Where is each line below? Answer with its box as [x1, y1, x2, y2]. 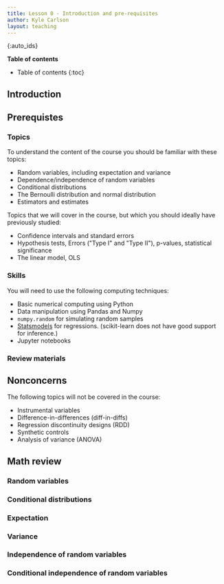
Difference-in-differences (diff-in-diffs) [16, 413, 128, 422]
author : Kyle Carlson [7, 17, 69, 23]
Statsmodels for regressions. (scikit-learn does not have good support [16, 321, 216, 330]
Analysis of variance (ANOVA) [16, 435, 102, 444]
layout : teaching [7, 23, 57, 30]
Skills [7, 271, 26, 281]
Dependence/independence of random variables [16, 176, 155, 184]
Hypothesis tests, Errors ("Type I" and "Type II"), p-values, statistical [16, 239, 212, 248]
